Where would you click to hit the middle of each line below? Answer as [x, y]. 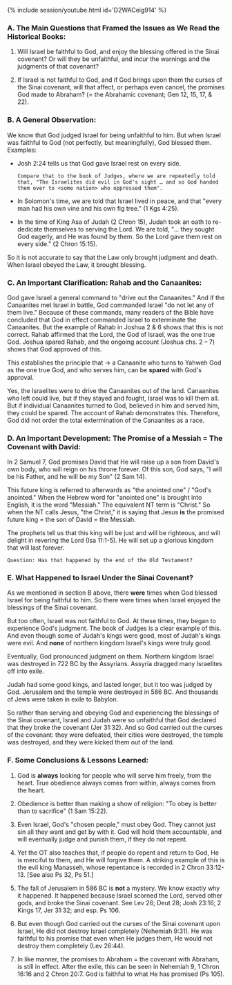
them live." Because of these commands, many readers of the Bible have [110, 312]
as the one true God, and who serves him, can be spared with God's [105, 369]
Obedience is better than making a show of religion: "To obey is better [117, 803]
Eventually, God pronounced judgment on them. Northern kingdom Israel [110, 656]
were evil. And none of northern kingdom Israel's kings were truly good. [109, 643]
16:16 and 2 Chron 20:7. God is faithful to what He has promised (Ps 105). [121, 974]
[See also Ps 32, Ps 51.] [60, 874]
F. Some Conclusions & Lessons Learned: [78, 760]
